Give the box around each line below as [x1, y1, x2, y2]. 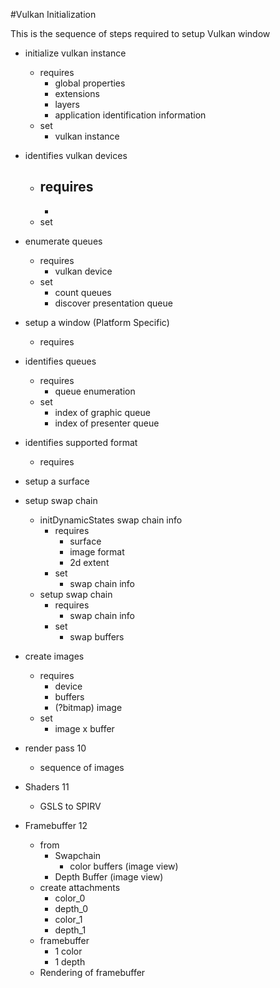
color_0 [54, 892, 86, 904]
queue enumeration [54, 385, 136, 397]
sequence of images [39, 761, 125, 773]
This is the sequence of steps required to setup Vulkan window [10, 28, 271, 39]
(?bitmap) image [54, 701, 123, 713]
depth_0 [54, 902, 89, 914]
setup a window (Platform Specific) [24, 316, 170, 328]
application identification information [54, 109, 207, 121]
